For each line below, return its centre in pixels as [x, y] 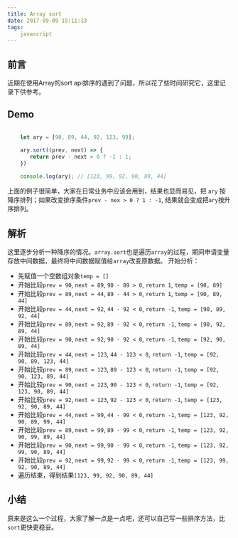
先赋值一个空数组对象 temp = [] [63, 275]
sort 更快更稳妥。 [33, 527]
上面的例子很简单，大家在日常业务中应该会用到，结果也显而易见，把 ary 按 [117, 191]
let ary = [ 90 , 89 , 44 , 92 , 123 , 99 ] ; [77, 137]
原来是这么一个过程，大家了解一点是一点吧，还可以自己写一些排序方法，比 [116, 518]
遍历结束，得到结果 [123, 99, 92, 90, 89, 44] [86, 475]
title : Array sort [34, 14]
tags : [15, 27]
